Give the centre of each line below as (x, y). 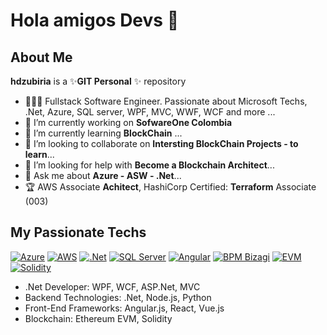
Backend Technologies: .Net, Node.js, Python (118, 297)
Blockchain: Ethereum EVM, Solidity (98, 318)
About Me (41, 57)
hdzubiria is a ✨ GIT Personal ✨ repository (98, 81)
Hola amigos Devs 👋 (95, 20)
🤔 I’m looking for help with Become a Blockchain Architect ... (149, 165)
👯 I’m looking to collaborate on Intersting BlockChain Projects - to (161, 143)
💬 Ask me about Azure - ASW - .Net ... (103, 175)
